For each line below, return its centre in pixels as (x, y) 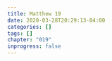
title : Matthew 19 (34, 14)
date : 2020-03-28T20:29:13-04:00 (56, 20)
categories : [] (30, 27)
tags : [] (20, 33)
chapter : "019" (30, 40)
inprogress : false (34, 46)
